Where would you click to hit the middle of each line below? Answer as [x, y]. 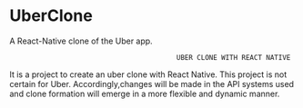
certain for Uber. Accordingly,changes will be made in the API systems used [151, 83]
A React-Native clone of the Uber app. [81, 41]
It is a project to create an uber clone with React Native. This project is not [148, 74]
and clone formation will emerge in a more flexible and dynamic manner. [145, 93]
